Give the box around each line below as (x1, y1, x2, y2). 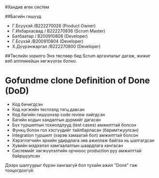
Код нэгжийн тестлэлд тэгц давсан (12, 106, 85, 112)
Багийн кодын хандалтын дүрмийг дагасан (12, 116, 101, 123)
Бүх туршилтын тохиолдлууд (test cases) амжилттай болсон (12, 122, 136, 128)
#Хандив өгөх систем (5, 4, 49, 10)
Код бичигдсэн (12, 101, 43, 107)
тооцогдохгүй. (5, 167, 35, 173)
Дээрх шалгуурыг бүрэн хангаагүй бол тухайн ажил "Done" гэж (5, 162, 138, 168)
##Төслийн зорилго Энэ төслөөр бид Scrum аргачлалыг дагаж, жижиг (5, 53, 151, 59)
